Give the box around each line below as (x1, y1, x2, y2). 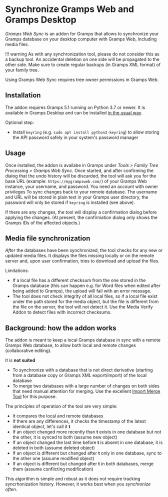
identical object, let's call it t (12, 423, 70, 429)
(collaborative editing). (5, 347, 51, 353)
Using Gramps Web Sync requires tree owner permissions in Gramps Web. (5, 76, 159, 82)
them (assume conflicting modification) (12, 466, 93, 472)
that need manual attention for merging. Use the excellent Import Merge (12, 388, 161, 394)
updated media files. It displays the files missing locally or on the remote (5, 252, 154, 258)
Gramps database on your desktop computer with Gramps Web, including (5, 36, 157, 42)
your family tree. (5, 66, 39, 73)
